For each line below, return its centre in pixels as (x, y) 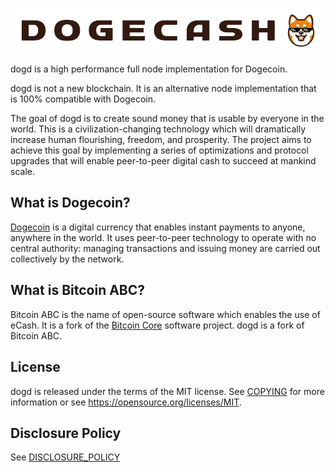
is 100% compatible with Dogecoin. (83, 99)
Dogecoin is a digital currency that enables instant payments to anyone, (158, 227)
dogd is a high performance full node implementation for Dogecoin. (149, 69)
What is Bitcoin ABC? (78, 290)
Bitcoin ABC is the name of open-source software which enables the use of (165, 314)
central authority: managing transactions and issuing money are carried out (165, 248)
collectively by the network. (67, 259)
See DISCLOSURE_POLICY (65, 457)
